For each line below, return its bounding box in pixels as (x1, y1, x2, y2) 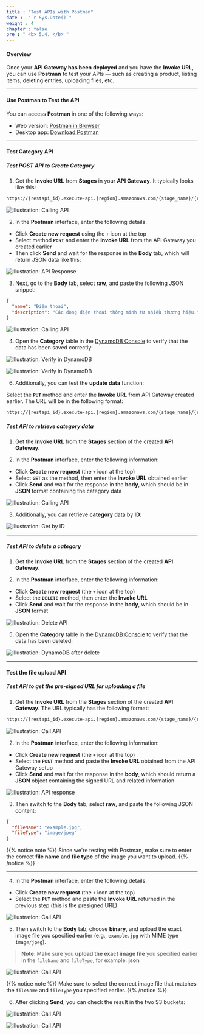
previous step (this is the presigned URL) (15, 902, 117, 909)
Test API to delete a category (6, 542, 81, 550)
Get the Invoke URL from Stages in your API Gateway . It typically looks (15, 177, 194, 184)
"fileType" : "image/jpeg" (12, 830, 78, 836)
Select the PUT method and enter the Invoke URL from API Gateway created (6, 391, 194, 399)
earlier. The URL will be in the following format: (6, 398, 123, 405)
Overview (6, 50, 32, 58)
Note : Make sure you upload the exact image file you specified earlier (21, 950, 198, 958)
